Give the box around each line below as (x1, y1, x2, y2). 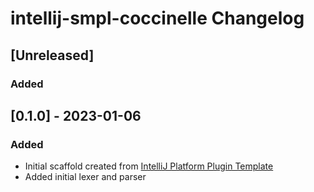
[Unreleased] (10, 47, 95, 64)
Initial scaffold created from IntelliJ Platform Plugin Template (24, 160, 274, 172)
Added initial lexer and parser (24, 171, 147, 183)
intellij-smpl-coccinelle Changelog (10, 7, 305, 30)
